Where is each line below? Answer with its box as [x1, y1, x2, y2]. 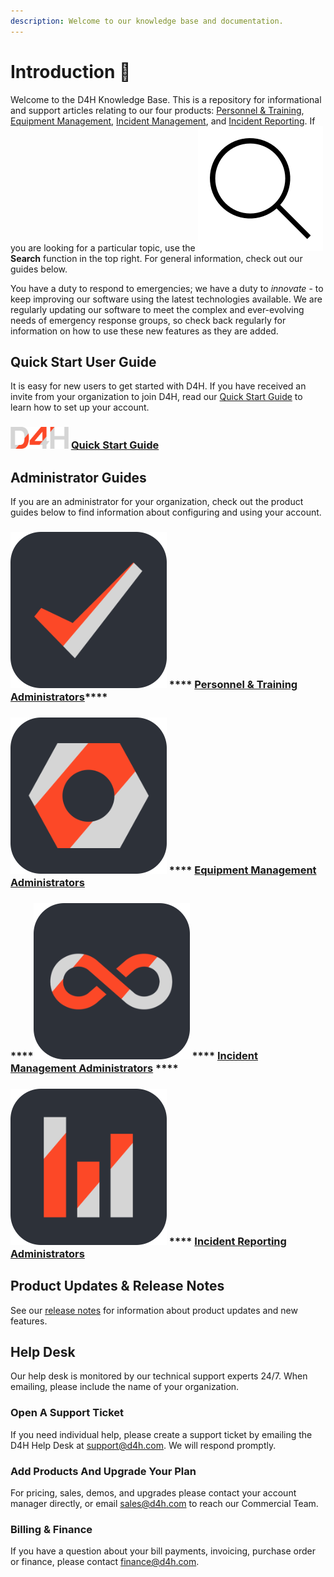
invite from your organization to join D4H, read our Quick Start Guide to [10, 391, 303, 403]
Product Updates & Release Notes [10, 1278, 225, 1295]
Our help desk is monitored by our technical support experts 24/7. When [10, 1370, 308, 1382]
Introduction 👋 [10, 60, 132, 83]
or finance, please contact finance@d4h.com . [10, 1556, 200, 1568]
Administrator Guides [10, 469, 147, 486]
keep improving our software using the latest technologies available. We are [10, 293, 323, 305]
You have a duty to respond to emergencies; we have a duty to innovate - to [10, 282, 324, 294]
